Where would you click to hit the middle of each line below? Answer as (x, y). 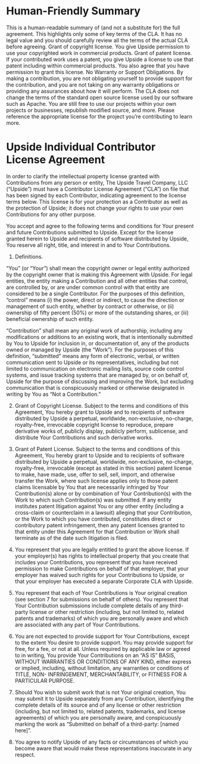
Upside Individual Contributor (81, 147)
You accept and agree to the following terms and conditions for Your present (100, 226)
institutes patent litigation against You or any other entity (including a (99, 506)
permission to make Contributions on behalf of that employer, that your (102, 569)
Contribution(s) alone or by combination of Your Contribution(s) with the (103, 493)
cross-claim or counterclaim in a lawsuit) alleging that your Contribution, (103, 512)
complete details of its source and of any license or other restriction (98, 705)
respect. (25, 754)
